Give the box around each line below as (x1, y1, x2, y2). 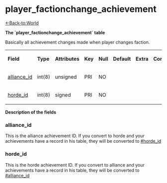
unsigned (55, 73, 77, 80)
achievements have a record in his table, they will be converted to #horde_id (5, 138, 162, 144)
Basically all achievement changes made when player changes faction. (5, 39, 150, 45)
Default (113, 55, 131, 62)
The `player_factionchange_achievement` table (5, 29, 105, 35)
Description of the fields (5, 109, 56, 115)
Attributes (55, 55, 80, 62)
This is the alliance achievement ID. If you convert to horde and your (5, 133, 145, 139)
